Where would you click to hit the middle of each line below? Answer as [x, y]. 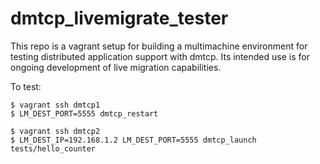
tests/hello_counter [53, 148]
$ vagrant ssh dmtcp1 [55, 105]
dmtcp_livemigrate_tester [119, 18]
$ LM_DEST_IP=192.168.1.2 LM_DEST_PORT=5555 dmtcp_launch [133, 140]
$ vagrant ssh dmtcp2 [55, 131]
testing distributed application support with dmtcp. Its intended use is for [160, 56]
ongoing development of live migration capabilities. [116, 67]
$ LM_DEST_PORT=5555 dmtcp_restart [84, 113]
